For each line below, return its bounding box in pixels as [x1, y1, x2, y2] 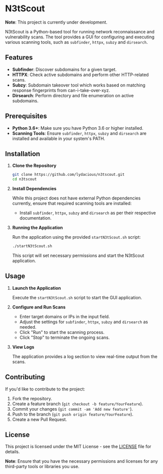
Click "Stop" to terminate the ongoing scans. [19, 335, 110, 340]
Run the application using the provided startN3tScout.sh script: [12, 234, 141, 240]
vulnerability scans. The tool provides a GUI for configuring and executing [5, 34, 155, 40]
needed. [19, 324, 37, 330]
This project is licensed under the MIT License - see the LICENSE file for [5, 444, 151, 449]
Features [5, 54, 33, 62]
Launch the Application [12, 285, 61, 291]
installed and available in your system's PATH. [12, 136, 106, 141]
